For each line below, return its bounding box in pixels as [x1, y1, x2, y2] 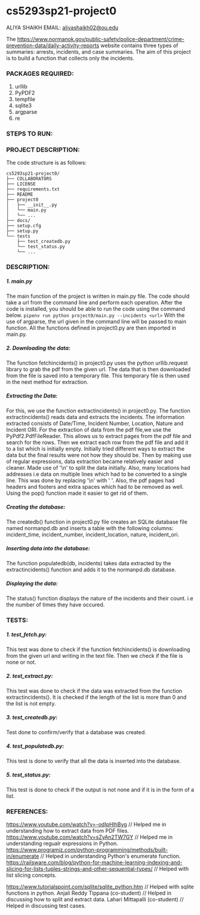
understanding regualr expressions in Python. [6, 840, 118, 847]
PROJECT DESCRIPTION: [6, 146, 80, 154]
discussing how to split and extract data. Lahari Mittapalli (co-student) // [6, 896, 184, 903]
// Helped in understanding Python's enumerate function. [40, 852, 181, 860]
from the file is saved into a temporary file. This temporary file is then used [6, 372, 190, 380]
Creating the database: [6, 503, 66, 510]
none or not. [6, 658, 36, 666]
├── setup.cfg [6, 223, 42, 229]
